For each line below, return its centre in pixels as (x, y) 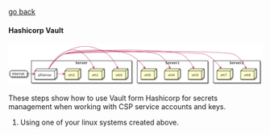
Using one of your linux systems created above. (99, 122)
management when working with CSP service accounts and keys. (117, 106)
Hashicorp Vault (36, 30)
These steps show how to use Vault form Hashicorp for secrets (113, 98)
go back (22, 12)
